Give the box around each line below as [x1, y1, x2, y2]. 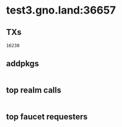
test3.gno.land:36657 [6, 4, 116, 17]
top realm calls [6, 85, 62, 95]
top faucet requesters [6, 112, 88, 122]
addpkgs [6, 58, 39, 69]
